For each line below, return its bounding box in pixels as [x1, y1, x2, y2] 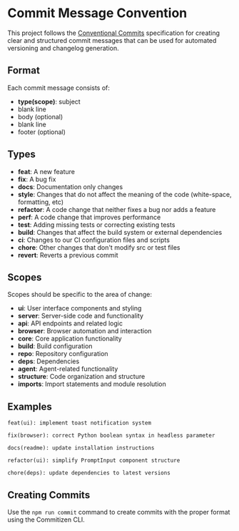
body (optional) [17, 112, 63, 121]
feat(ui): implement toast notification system [7, 420, 152, 427]
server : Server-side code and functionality [17, 312, 144, 320]
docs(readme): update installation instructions [7, 445, 155, 452]
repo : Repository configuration [17, 350, 108, 358]
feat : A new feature [17, 167, 75, 176]
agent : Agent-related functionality [17, 365, 118, 373]
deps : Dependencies [17, 357, 80, 365]
